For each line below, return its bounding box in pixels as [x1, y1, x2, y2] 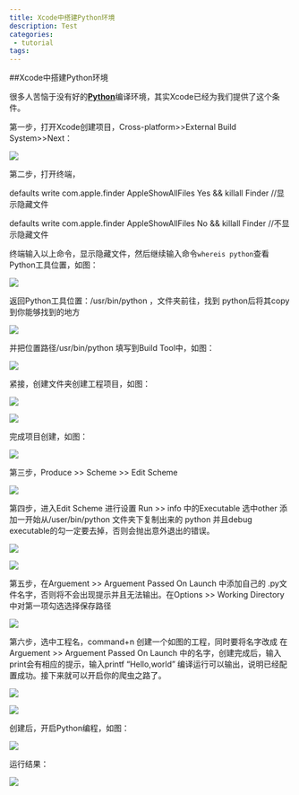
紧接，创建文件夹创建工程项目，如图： [9, 379, 150, 389]
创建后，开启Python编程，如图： [9, 723, 130, 734]
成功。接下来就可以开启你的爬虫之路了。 [16, 670, 167, 681]
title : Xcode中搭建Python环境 [9, 13, 115, 22]
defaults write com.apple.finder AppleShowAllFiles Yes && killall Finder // [9, 188, 278, 198]
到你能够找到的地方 [9, 307, 81, 318]
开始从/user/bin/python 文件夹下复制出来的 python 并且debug [24, 514, 252, 525]
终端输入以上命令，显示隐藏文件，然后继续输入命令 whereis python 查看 [9, 249, 270, 259]
